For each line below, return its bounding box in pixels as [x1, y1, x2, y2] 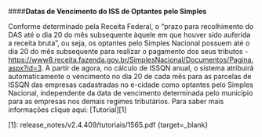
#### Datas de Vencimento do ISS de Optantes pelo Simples [8, 7, 207, 16]
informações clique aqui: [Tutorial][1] [8, 105, 127, 114]
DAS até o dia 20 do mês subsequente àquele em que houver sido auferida [8, 31, 251, 39]
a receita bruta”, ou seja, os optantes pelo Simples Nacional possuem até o [8, 38, 250, 48]
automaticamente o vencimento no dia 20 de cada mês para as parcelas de [8, 72, 252, 81]
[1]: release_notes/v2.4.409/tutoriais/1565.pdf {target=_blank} [8, 121, 209, 129]
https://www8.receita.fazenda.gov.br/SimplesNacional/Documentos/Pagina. [8, 55, 253, 64]
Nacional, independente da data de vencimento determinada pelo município [8, 88, 253, 97]
